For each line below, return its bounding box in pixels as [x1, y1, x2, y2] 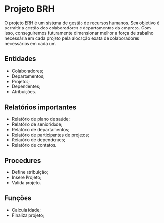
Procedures [4, 156, 41, 165]
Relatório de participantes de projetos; [11, 132, 89, 138]
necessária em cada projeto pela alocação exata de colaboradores [4, 35, 139, 41]
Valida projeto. [11, 180, 41, 186]
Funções [4, 194, 32, 202]
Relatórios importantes [4, 103, 77, 111]
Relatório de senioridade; [11, 121, 63, 127]
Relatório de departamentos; [11, 126, 70, 132]
